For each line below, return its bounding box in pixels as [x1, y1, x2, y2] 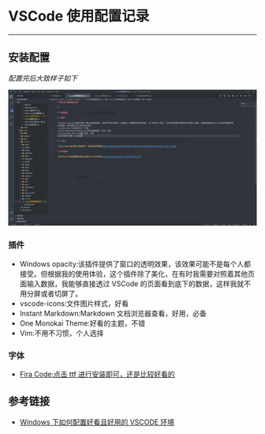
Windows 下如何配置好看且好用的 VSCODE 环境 [19, 417, 175, 427]
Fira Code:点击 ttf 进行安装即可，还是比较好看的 [19, 369, 175, 379]
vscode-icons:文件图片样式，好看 [19, 298, 129, 308]
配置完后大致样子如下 [8, 73, 77, 83]
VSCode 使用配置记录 [8, 7, 150, 25]
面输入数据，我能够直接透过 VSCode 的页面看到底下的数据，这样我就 [19, 278, 244, 289]
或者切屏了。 [40, 289, 83, 298]
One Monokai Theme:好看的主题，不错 [19, 318, 146, 328]
